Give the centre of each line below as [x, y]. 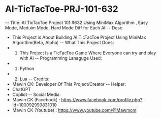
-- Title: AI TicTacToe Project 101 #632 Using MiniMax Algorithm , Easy [77, 23]
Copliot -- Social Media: [36, 94]
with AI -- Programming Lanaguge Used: [61, 58]
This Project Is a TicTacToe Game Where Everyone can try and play [88, 53]
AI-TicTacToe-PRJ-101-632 [62, 9]
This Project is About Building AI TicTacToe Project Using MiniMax [79, 37]
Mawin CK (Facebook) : [36, 99]
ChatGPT [21, 89]
